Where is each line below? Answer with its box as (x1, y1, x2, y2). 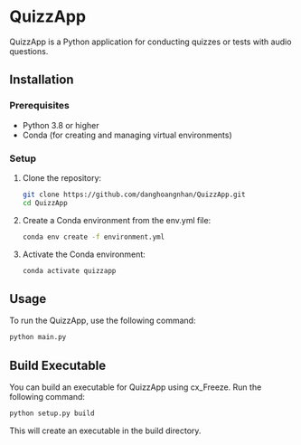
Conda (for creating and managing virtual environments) (22, 129, 232, 140)
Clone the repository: (22, 172, 102, 183)
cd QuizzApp (22, 198, 68, 207)
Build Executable (9, 357, 107, 373)
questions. (9, 45, 49, 56)
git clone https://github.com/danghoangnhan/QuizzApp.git (22, 190, 246, 199)
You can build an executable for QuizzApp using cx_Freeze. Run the (9, 382, 262, 393)
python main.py (9, 333, 67, 342)
